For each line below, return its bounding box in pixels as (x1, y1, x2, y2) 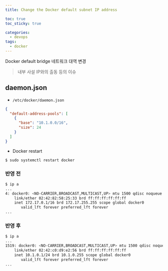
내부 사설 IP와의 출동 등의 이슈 (17, 68, 76, 75)
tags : (5, 39, 16, 44)
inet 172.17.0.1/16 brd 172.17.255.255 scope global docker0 (14, 200, 144, 205)
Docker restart (12, 148, 42, 154)
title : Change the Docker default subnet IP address (5, 7, 117, 12)
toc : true (5, 16, 26, 21)
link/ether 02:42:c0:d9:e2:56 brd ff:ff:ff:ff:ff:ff (14, 248, 126, 253)
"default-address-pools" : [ (9, 111, 68, 116)
